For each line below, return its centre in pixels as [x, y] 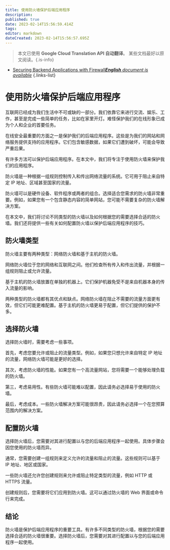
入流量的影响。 [21, 288]
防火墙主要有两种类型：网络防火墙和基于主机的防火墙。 [63, 253]
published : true [22, 19]
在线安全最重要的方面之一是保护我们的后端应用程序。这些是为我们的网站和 [83, 135]
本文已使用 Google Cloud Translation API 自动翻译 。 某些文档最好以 [89, 53]
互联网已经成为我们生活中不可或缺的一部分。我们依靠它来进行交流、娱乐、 [83, 112]
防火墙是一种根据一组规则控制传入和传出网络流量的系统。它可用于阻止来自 [83, 176]
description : [19, 15]
